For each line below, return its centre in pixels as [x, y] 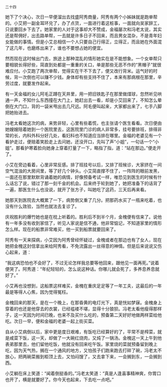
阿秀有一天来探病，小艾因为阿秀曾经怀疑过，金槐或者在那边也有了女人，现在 [83, 240]
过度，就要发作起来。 [31, 83]
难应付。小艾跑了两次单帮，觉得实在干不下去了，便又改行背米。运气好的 [79, 71]
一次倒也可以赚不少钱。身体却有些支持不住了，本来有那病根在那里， [88, 77]
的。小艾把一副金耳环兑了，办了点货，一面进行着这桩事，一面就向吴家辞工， [83, 23]
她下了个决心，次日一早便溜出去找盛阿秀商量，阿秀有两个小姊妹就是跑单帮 [81, 17]
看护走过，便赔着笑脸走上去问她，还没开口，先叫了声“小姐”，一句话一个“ [80, 142]
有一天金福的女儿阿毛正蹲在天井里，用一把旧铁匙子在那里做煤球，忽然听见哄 [83, 94]
